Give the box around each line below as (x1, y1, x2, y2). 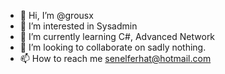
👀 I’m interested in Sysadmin (19, 20, 138, 32)
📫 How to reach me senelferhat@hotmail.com (19, 53, 212, 64)
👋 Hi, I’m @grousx (19, 10, 94, 21)
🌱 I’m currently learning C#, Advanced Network (19, 31, 216, 42)
